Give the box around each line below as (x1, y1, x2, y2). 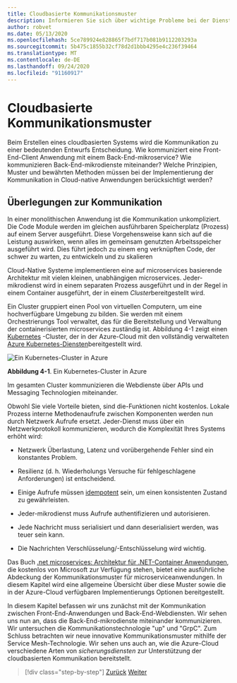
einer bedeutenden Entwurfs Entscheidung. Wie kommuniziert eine (7, 145, 202, 154)
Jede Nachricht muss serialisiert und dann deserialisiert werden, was (17, 523, 219, 532)
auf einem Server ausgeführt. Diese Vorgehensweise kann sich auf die (7, 230, 213, 239)
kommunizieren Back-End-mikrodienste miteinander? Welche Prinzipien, (7, 160, 217, 170)
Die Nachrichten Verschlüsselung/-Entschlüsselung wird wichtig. (17, 545, 207, 553)
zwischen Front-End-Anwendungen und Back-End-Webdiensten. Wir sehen (7, 609, 227, 618)
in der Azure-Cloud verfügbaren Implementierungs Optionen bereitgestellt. (7, 588, 225, 597)
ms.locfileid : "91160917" (7, 69, 83, 76)
